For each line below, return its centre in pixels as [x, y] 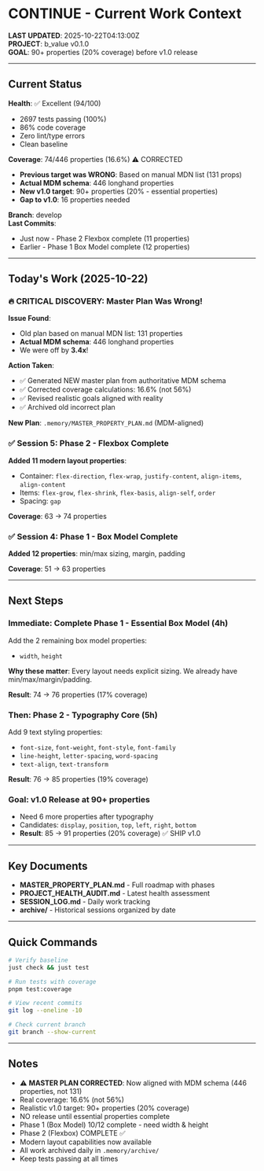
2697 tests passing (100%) [63, 119]
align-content [42, 484]
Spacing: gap [40, 501]
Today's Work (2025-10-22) [78, 279]
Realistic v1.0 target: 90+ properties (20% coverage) [104, 1108]
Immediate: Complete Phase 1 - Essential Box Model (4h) [118, 624]
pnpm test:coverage [40, 989]
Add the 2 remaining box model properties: [78, 640]
